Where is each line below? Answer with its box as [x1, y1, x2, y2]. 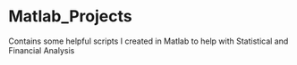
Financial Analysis [8, 45, 75, 55]
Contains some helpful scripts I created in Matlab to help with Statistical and [8, 36, 289, 46]
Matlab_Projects [8, 6, 132, 27]
